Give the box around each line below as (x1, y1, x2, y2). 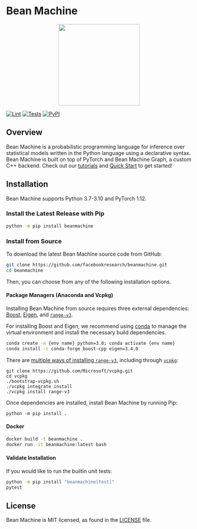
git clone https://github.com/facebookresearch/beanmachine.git (6, 262, 168, 268)
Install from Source (6, 237, 62, 245)
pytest (6, 484, 22, 491)
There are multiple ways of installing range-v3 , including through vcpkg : (6, 356, 179, 363)
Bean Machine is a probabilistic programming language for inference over (6, 143, 185, 150)
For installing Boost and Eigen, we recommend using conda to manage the (6, 322, 187, 330)
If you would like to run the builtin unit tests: (6, 467, 112, 475)
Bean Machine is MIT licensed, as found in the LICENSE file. (6, 517, 152, 524)
